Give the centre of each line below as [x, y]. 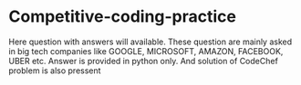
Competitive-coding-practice [123, 17]
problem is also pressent [55, 71]
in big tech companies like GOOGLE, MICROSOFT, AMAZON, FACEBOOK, [146, 51]
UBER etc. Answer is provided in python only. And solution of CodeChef [144, 61]
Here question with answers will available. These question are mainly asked [150, 42]
